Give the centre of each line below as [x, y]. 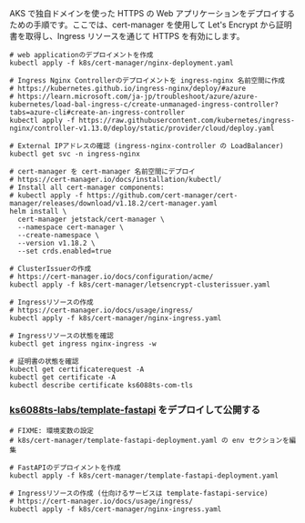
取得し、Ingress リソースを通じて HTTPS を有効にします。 [135, 36]
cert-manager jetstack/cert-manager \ [91, 219]
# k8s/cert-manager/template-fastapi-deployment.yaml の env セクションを [149, 441]
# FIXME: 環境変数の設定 [51, 431]
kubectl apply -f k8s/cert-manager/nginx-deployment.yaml [122, 63]
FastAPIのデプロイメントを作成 [69, 468]
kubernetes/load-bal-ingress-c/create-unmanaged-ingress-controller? [144, 105]
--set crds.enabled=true [65, 251]
